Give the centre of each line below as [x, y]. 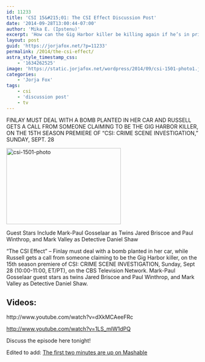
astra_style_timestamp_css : [42, 57]
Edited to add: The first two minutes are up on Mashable [77, 353]
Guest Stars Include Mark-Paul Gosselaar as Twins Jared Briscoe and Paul [100, 233]
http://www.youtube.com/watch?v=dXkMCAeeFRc [70, 317]
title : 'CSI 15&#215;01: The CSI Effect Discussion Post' [81, 18]
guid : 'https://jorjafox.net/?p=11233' [57, 46]
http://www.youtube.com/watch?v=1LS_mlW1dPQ [69, 329]
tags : [13, 86]
